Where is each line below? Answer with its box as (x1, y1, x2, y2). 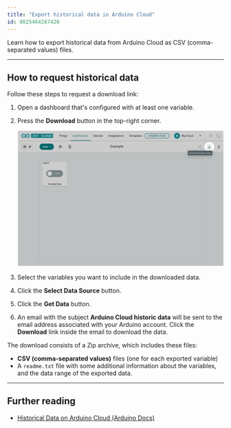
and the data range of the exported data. (16, 369, 133, 377)
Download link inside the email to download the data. (16, 328, 168, 336)
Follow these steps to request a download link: (7, 90, 139, 98)
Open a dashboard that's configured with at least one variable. (16, 103, 195, 111)
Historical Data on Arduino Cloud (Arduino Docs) (16, 414, 155, 422)
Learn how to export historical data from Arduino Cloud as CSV (7, 38, 186, 46)
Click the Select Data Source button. (16, 286, 122, 295)
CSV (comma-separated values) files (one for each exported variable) (16, 354, 219, 363)
